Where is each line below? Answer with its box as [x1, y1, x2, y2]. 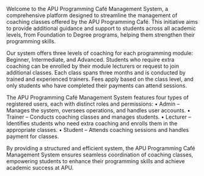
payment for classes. [6, 133, 59, 140]
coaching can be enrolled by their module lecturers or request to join [6, 62, 179, 70]
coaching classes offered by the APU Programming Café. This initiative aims [6, 18, 199, 25]
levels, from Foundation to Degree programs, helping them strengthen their [6, 31, 195, 38]
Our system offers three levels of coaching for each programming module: [6, 50, 194, 57]
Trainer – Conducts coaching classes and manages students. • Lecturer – [6, 113, 191, 120]
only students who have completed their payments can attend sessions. [6, 82, 188, 89]
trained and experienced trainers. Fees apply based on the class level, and [6, 76, 194, 82]
